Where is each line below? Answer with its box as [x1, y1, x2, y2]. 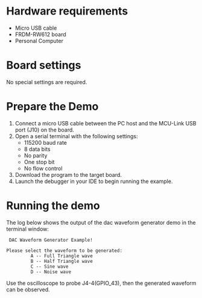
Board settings [6, 59, 81, 72]
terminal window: [6, 225, 49, 233]
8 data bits [24, 145, 51, 153]
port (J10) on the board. [14, 126, 74, 133]
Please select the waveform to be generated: [6, 247, 122, 254]
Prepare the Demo [6, 100, 99, 113]
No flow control [24, 165, 63, 172]
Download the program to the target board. [14, 171, 122, 178]
